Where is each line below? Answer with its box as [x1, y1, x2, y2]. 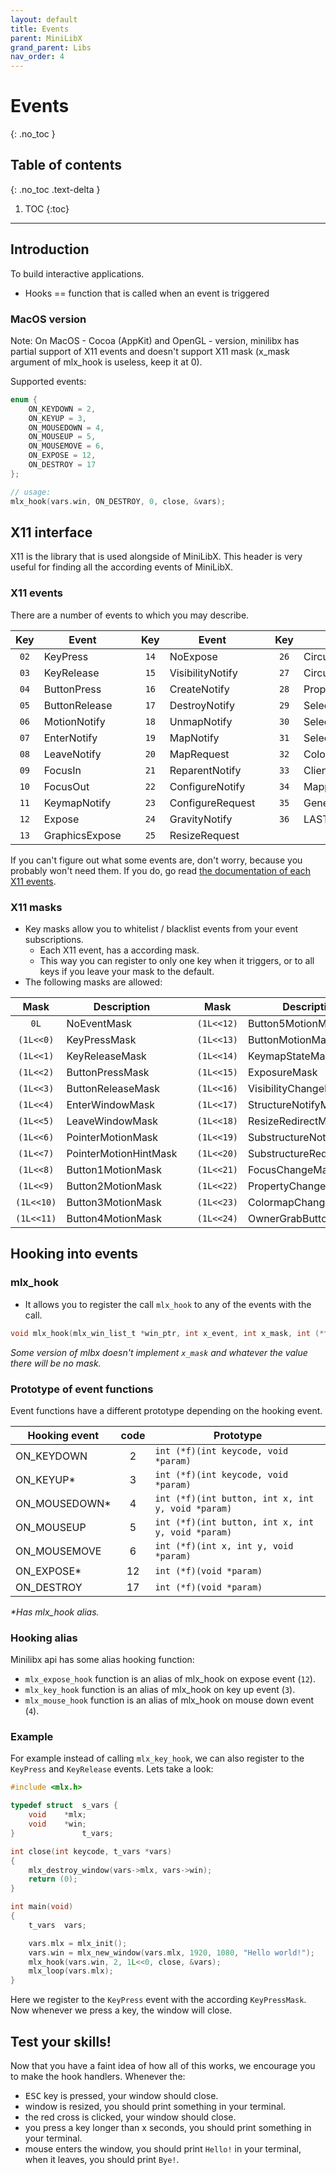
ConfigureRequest [169, 796, 256, 810]
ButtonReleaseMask [66, 1082, 160, 1096]
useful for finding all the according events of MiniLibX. [10, 561, 234, 573]
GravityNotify [169, 812, 233, 826]
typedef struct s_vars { [10, 1801, 118, 1811]
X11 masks [10, 900, 63, 914]
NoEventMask [66, 1017, 133, 1031]
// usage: [10, 487, 52, 497]
